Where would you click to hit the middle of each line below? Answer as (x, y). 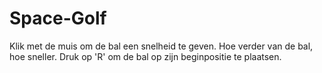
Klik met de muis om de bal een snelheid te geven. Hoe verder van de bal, (161, 46)
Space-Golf (58, 18)
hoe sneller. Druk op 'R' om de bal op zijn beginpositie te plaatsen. (145, 56)
